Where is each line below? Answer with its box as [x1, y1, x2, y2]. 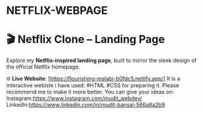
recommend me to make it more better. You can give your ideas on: [6, 89, 175, 96]
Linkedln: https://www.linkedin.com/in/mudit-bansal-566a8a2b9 [6, 101, 165, 109]
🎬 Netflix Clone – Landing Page [6, 33, 165, 46]
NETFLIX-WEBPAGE [6, 4, 108, 18]
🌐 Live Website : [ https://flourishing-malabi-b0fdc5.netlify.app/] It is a [6, 75, 181, 82]
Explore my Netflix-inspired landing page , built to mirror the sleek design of [6, 57, 197, 64]
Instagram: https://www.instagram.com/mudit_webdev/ [6, 95, 142, 102]
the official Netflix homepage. [6, 63, 81, 70]
